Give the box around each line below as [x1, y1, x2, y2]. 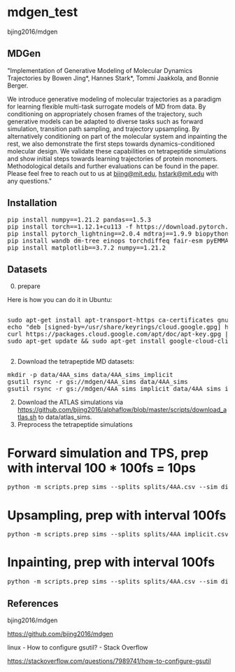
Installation [7, 197, 57, 209]
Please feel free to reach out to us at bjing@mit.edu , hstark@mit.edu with [7, 169, 218, 177]
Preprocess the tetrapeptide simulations [17, 420, 133, 429]
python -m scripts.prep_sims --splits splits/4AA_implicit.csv [7, 530, 229, 538]
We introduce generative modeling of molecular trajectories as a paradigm [7, 95, 222, 103]
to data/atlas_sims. [38, 413, 92, 421]
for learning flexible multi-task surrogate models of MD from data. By [7, 102, 206, 111]
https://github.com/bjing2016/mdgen [7, 630, 113, 638]
